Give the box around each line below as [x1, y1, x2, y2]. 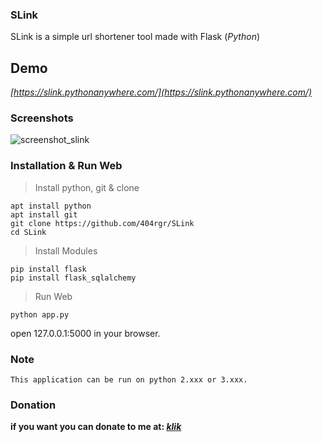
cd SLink [10, 227, 47, 237]
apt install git [10, 209, 78, 220]
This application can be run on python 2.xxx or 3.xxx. [10, 375, 248, 385]
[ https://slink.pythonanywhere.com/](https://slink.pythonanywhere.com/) [10, 86, 313, 98]
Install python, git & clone [34, 181, 140, 193]
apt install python [10, 201, 92, 211]
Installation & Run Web [10, 159, 123, 173]
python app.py [10, 309, 70, 320]
